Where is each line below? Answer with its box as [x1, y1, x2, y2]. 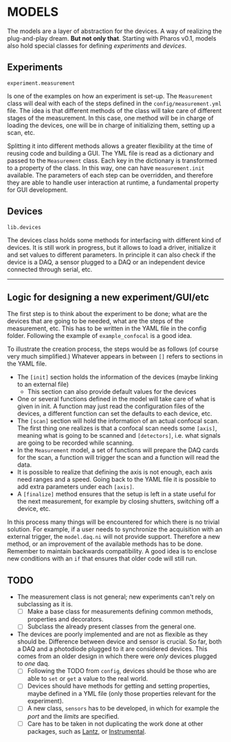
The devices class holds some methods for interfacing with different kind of [7, 235, 222, 244]
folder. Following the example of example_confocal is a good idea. [7, 332, 192, 340]
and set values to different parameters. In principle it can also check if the [7, 251, 216, 259]
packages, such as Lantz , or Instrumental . [27, 727, 146, 735]
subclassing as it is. [16, 600, 74, 608]
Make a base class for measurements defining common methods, [27, 607, 213, 616]
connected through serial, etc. [7, 265, 93, 273]
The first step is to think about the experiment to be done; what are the [7, 310, 208, 318]
